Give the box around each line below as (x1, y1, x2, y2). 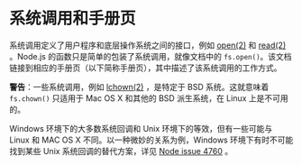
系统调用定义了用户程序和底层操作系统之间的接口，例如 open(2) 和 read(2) (9, 40, 287, 50)
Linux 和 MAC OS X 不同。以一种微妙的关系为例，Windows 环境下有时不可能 (9, 134, 294, 145)
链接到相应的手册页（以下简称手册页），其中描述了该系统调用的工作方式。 (9, 62, 282, 73)
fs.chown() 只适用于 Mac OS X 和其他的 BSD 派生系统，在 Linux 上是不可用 (9, 92, 288, 104)
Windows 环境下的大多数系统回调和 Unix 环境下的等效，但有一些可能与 (9, 123, 273, 133)
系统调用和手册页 (9, 8, 137, 29)
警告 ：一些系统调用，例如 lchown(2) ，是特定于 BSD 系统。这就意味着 (9, 81, 270, 92)
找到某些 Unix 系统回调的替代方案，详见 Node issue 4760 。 (9, 145, 233, 156)
